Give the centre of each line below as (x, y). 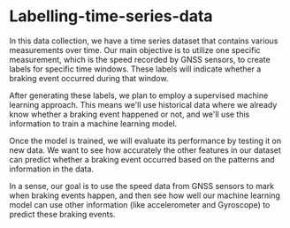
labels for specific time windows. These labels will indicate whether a (135, 69)
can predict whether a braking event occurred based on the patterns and (142, 159)
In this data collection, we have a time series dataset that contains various (144, 41)
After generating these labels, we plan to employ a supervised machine (139, 95)
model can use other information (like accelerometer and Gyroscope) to (140, 204)
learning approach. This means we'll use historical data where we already (143, 104)
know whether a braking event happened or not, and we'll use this (130, 114)
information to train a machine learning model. (93, 123)
